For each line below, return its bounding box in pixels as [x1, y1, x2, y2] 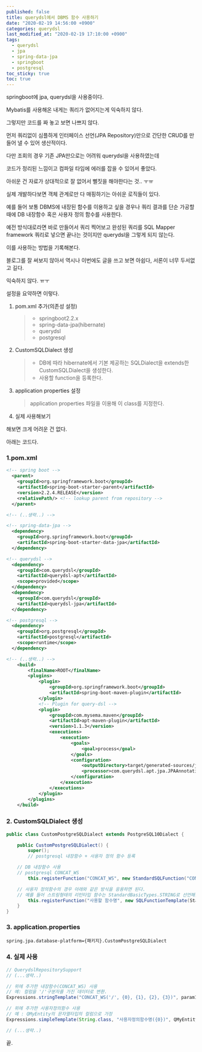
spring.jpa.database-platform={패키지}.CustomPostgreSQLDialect [6, 938, 167, 944]
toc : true [6, 76, 31, 82]
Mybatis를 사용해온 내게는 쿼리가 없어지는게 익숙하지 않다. [6, 106, 143, 113]
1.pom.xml [6, 454, 38, 462]
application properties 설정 [14, 387, 81, 395]
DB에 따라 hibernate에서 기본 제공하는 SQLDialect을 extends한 [38, 359, 189, 366]
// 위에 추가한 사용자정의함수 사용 [6, 1006, 81, 1012]
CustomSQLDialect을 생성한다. [38, 367, 113, 374]
